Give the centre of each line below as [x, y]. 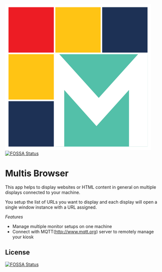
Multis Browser [37, 173]
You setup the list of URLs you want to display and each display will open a [81, 202]
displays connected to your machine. [43, 192]
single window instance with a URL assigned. [51, 207]
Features [14, 217]
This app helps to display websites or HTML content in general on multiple [81, 187]
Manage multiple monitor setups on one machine [62, 226]
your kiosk [23, 237]
